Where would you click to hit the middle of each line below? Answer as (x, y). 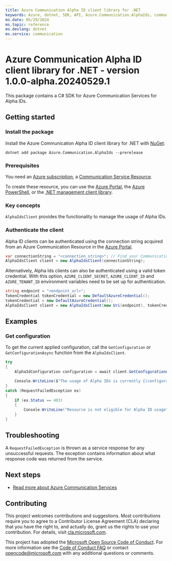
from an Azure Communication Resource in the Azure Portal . (69, 247)
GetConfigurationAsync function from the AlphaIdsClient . (66, 353)
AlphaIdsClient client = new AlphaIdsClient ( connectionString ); (75, 261)
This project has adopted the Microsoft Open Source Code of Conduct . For (84, 542)
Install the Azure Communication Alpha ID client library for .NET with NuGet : (85, 143)
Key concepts (23, 205)
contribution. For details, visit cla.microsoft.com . (56, 532)
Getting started (30, 117)
